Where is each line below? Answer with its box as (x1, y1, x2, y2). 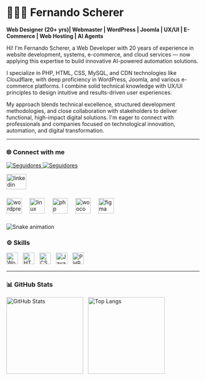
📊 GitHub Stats (6, 281, 53, 289)
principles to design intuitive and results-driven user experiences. (6, 88, 172, 96)
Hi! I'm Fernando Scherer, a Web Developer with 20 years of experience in (6, 44, 194, 52)
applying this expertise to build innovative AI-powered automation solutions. (6, 57, 199, 64)
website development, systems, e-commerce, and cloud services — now (6, 50, 191, 58)
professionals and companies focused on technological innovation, (6, 120, 176, 128)
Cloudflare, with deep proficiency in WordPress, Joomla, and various (6, 76, 180, 83)
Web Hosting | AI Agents (39, 32, 104, 39)
